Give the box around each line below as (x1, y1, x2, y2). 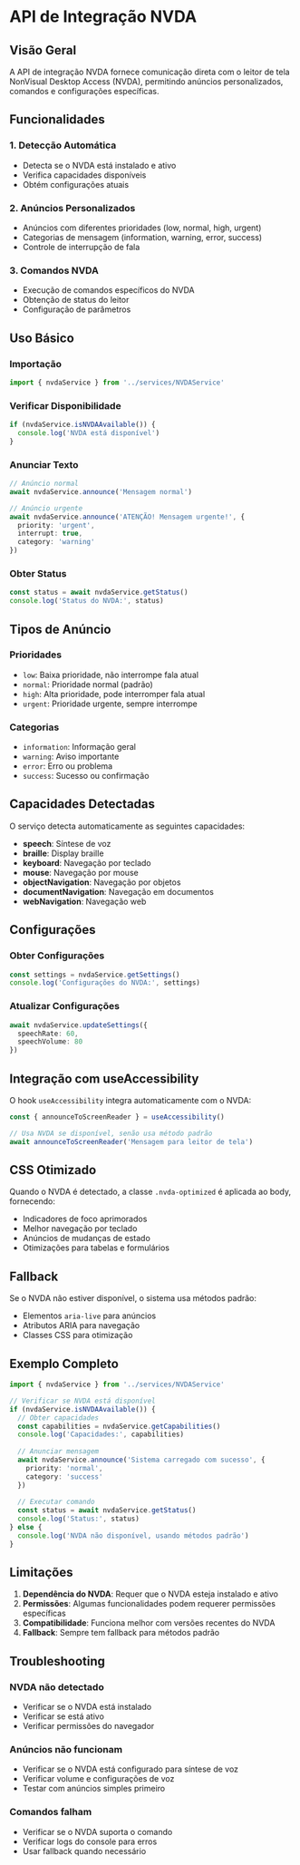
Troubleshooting (9, 1653, 106, 1669)
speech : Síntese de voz (22, 838, 111, 849)
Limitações (9, 1565, 73, 1580)
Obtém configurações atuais (22, 179, 130, 189)
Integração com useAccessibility (9, 1071, 199, 1086)
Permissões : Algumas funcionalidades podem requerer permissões (22, 1598, 276, 1609)
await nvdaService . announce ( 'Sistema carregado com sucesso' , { (17, 1455, 266, 1465)
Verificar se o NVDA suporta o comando (22, 1826, 173, 1837)
